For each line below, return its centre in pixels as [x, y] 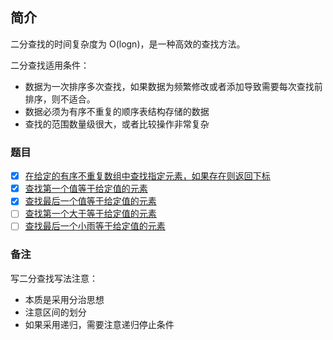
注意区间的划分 [55, 312]
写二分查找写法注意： [54, 278]
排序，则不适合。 [60, 99]
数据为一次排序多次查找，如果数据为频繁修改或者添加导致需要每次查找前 [173, 86]
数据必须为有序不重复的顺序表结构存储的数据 [117, 111]
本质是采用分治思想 [64, 299]
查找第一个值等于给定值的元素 [86, 189]
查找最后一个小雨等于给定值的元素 [95, 226]
